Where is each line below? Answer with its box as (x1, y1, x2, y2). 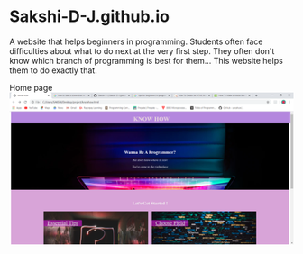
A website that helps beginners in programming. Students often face (9, 36, 263, 47)
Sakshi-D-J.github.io (9, 6, 170, 27)
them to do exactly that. (9, 65, 97, 76)
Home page (9, 82, 53, 93)
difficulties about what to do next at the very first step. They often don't (9, 45, 275, 56)
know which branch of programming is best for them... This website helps (9, 55, 284, 66)
